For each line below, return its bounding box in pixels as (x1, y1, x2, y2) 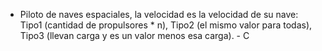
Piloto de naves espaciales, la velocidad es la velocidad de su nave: (19, 9, 299, 20)
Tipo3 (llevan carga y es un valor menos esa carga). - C (19, 30, 250, 41)
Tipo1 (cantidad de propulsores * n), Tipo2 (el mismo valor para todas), (19, 19, 313, 31)
